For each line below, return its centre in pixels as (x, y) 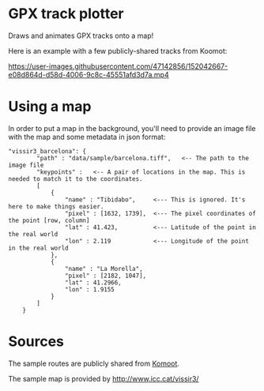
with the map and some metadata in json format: (87, 137)
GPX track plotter (66, 14)
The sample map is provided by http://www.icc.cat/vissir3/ (104, 378)
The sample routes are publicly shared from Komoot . (94, 363)
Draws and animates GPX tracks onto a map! (81, 36)
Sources (36, 342)
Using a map (50, 107)
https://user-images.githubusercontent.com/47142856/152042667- (118, 66)
